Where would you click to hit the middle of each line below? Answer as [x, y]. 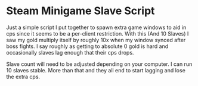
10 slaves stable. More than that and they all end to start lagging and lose [96, 70]
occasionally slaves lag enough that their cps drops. [70, 52]
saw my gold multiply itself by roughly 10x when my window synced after [96, 40]
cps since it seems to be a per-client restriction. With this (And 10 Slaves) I [98, 33]
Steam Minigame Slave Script [81, 11]
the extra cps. [23, 77]
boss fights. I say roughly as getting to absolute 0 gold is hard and [87, 46]
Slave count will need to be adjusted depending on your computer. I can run [99, 64]
